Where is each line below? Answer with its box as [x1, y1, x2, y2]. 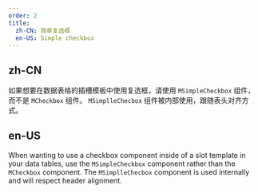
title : [8, 19, 30, 27]
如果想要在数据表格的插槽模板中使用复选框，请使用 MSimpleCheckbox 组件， [8, 85, 256, 96]
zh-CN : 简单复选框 [15, 26, 70, 34]
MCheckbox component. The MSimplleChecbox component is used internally [8, 167, 250, 176]
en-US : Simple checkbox [15, 33, 94, 42]
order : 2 [8, 11, 38, 20]
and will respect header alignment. [8, 175, 122, 185]
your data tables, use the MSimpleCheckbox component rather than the [8, 159, 236, 168]
